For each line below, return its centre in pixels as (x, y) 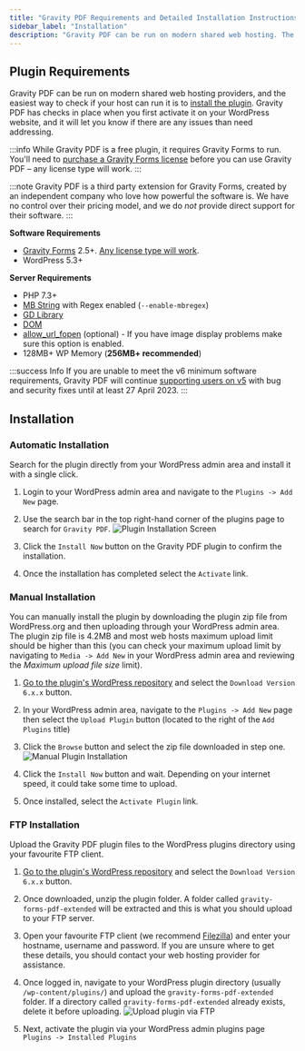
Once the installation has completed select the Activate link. (135, 573)
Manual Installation (53, 597)
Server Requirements (51, 278)
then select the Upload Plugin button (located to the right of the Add (148, 719)
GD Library (43, 315)
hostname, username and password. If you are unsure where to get (148, 946)
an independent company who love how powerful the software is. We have (149, 196)
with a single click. (44, 474)
